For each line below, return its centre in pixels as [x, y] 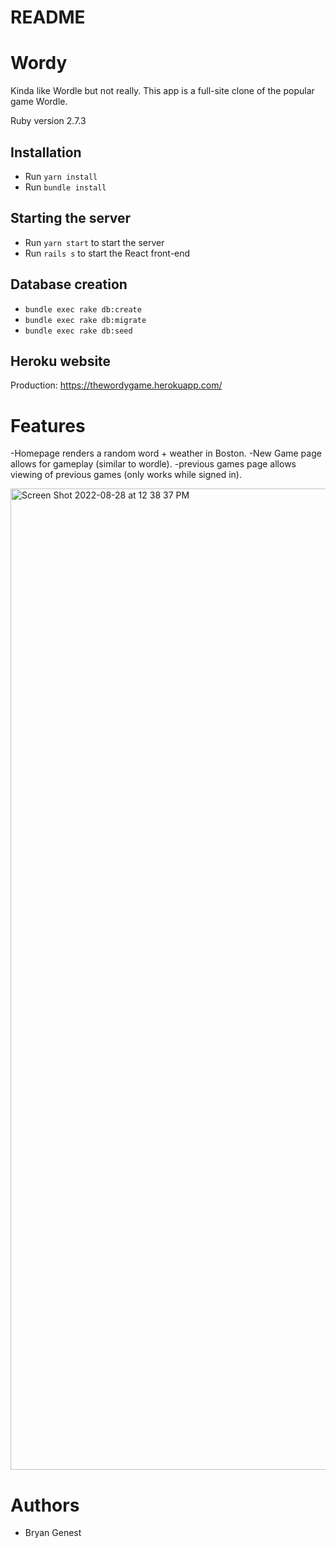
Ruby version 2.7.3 [48, 121]
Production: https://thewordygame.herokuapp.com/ [116, 385]
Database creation [69, 284]
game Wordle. [39, 102]
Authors [45, 1505]
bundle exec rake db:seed [78, 331]
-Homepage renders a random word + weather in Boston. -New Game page [166, 453]
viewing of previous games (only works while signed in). [126, 475]
